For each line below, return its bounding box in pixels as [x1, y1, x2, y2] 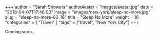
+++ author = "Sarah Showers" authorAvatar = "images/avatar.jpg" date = [5, 4, 154, 10]
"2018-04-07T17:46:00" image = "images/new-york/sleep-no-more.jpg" [5, 9, 151, 15]
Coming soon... [5, 29, 36, 34]
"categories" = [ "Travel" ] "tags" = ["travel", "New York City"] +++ [5, 19, 139, 25]
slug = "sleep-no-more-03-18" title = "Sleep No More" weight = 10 [5, 14, 139, 20]
